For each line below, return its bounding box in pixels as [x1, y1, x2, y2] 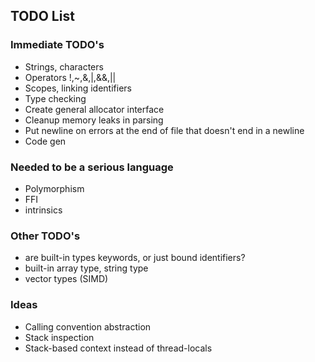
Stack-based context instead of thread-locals [24, 342, 213, 354]
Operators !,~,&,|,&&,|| [24, 71, 117, 83]
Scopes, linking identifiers [24, 82, 132, 94]
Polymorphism [24, 182, 85, 194]
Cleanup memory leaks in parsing [24, 114, 164, 126]
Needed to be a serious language [10, 160, 174, 174]
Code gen [24, 135, 67, 147]
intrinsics [24, 204, 63, 216]
